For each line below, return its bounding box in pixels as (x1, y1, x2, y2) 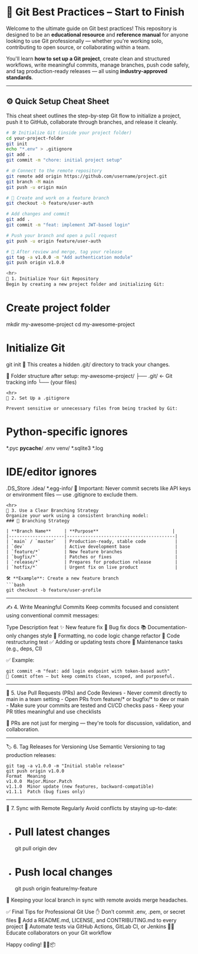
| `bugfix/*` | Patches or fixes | (6, 554, 178, 560)
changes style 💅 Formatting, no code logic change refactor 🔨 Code (17, 632, 180, 639)
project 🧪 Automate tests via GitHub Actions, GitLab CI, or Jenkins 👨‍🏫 (6, 923, 175, 930)
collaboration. (6, 725, 39, 733)
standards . (6, 74, 34, 81)
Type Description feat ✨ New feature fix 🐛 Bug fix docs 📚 (6, 623, 147, 630)
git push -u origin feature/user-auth (6, 238, 101, 244)
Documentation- (147, 623, 187, 630)
